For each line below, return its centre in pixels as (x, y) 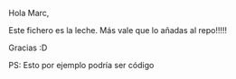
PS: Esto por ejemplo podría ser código (81, 65)
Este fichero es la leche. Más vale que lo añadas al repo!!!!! (118, 30)
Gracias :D (28, 48)
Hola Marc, (29, 13)
